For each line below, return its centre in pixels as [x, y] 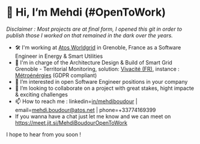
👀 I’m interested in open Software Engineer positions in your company [101, 81]
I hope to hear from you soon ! [44, 134]
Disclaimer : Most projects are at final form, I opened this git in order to [94, 29]
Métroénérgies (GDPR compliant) [56, 75]
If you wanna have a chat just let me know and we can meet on [93, 116]
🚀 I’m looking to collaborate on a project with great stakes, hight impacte [104, 88]
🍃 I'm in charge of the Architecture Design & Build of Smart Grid [93, 62]
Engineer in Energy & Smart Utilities [59, 56]
